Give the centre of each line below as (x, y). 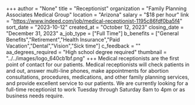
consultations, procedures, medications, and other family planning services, (97, 77)
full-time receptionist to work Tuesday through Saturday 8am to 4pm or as (96, 89)
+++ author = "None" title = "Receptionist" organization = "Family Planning (96, 9)
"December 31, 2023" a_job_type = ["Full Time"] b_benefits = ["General (93, 33)
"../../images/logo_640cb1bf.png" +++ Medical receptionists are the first (93, 58)
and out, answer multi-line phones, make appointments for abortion (87, 71)
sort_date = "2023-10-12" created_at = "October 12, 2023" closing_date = (95, 27)
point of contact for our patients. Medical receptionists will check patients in (98, 65)
